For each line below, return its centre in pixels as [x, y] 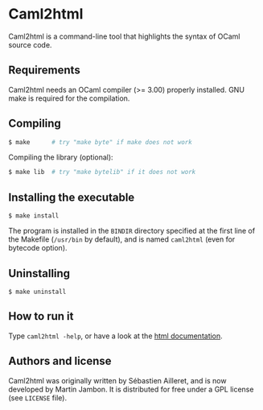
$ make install [34, 216]
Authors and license [60, 361]
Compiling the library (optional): [61, 157]
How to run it [41, 316]
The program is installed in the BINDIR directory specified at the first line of [132, 231]
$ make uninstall [37, 292]
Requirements [44, 70]
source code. [30, 44]
